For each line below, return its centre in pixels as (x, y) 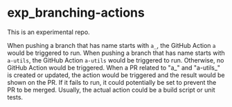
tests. (15, 97)
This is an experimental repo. (48, 32)
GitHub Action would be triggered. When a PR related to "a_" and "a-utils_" (114, 67)
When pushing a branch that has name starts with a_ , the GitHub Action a (111, 45)
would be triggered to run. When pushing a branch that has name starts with (116, 53)
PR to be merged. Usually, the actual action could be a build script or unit (111, 90)
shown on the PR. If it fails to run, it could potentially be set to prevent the (112, 82)
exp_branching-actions (76, 13)
